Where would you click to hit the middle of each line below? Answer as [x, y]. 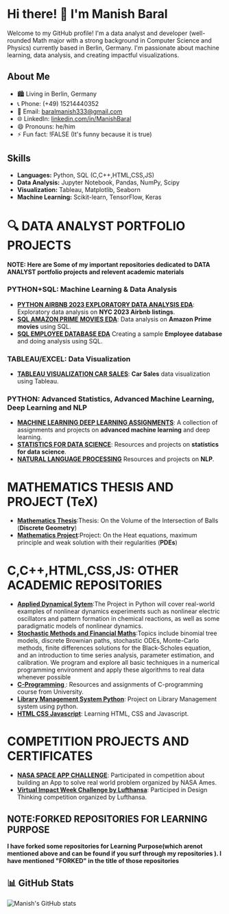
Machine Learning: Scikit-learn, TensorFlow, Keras [89, 197]
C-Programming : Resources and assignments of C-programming [110, 685]
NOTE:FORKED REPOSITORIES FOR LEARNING [107, 819]
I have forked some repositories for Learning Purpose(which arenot [105, 847]
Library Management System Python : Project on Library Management [117, 699]
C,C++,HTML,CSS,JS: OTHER [93, 570]
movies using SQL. [44, 326]
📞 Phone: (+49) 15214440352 [58, 103]
